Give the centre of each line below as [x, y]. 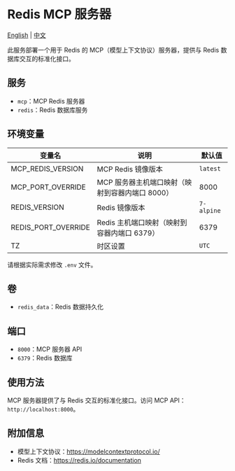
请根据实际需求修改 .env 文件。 [52, 265]
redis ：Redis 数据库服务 [52, 110]
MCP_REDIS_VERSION [47, 169]
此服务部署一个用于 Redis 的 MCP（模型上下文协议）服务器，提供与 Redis [113, 50]
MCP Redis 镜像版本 [130, 169]
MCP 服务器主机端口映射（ [141, 182]
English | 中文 [27, 35]
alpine [210, 210]
